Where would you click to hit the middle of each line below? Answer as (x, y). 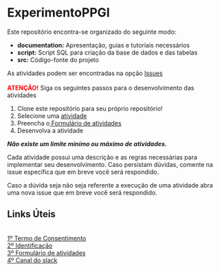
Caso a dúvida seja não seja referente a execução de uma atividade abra (110, 185)
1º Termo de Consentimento (47, 238)
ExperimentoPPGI (58, 13)
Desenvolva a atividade (50, 130)
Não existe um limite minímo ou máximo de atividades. (87, 143)
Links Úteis (32, 214)
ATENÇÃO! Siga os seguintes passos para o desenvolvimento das (101, 88)
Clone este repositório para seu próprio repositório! (90, 108)
